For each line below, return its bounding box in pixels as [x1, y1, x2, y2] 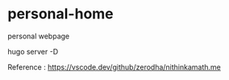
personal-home [7, 5, 114, 23]
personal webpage [7, 31, 70, 41]
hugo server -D [7, 46, 59, 56]
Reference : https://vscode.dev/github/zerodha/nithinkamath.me [7, 62, 221, 72]
